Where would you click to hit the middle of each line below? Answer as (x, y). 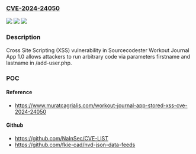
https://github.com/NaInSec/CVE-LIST (61, 138)
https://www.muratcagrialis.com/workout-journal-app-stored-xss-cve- (101, 105)
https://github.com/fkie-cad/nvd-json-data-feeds (75, 145)
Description (23, 37)
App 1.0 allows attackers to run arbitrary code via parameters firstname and (98, 56)
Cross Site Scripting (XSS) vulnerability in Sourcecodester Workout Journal (98, 50)
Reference (19, 92)
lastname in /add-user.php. (39, 63)
